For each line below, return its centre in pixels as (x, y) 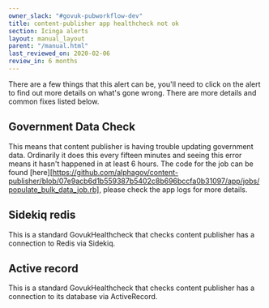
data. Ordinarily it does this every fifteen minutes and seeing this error (125, 155)
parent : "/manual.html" (49, 46)
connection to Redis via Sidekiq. (62, 243)
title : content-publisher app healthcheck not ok (94, 24)
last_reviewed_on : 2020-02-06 (60, 53)
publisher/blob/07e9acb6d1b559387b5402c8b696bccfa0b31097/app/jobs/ (134, 181)
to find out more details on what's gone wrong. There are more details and (132, 92)
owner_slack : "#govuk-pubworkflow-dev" (76, 16)
